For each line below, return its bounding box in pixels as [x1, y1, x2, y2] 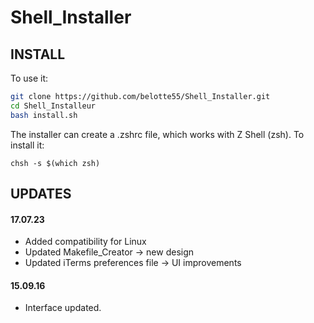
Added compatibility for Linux [24, 236, 147, 248]
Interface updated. [24, 302, 102, 314]
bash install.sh [10, 110, 78, 120]
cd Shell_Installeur [10, 101, 97, 111]
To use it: [10, 72, 49, 84]
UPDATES [10, 186, 72, 203]
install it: [10, 139, 45, 151]
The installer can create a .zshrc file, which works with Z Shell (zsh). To [10, 128, 305, 140]
